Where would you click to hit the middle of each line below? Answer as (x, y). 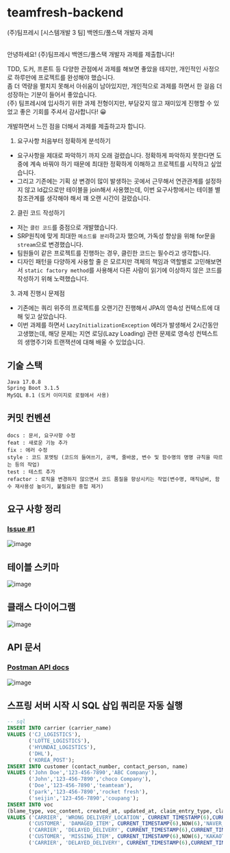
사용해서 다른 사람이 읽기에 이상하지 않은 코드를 (159, 270)
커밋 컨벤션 (29, 418)
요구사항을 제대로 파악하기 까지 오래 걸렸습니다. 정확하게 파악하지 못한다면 (116, 155)
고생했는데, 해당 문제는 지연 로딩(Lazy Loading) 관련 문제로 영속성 (106, 333)
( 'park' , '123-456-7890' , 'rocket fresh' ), (88, 792)
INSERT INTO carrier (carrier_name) (59, 728)
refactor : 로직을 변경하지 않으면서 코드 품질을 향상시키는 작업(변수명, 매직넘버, (110, 479)
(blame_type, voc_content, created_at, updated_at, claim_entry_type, (110, 811)
